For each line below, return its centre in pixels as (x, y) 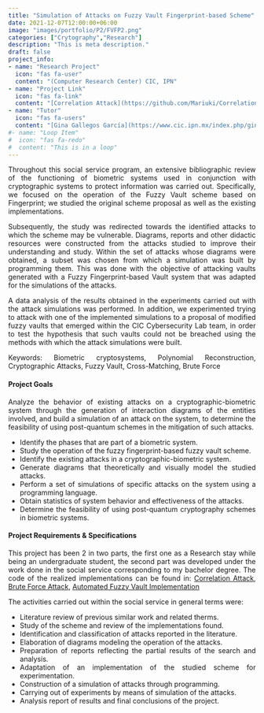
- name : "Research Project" (54, 67)
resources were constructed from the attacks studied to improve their (132, 243)
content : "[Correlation (54, 103)
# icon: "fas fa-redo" (47, 140)
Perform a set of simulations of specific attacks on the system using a (137, 484)
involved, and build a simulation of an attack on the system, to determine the (132, 418)
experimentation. (47, 675)
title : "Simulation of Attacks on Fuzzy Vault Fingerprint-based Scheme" (132, 15)
